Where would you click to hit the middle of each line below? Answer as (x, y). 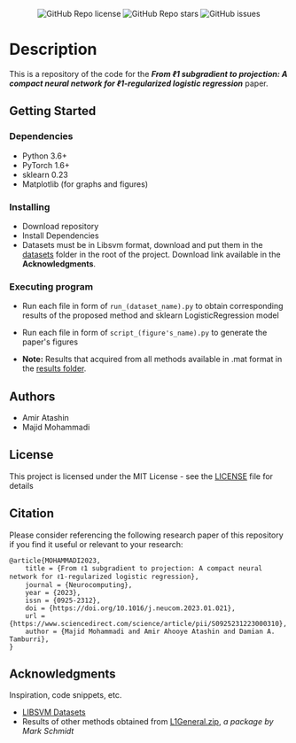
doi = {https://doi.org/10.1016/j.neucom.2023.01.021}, (131, 608)
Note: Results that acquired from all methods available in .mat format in (152, 360)
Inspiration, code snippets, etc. (66, 695)
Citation (32, 514)
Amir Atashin (45, 418)
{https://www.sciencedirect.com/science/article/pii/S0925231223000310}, (148, 623)
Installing (30, 206)
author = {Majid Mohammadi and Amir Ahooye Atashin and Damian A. (150, 631)
